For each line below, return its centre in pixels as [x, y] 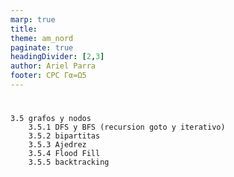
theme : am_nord [42, 38]
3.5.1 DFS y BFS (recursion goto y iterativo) [127, 127]
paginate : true [42, 47]
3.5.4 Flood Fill [64, 154]
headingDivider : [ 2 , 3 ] [57, 57]
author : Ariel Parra [53, 66]
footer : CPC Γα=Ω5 [48, 76]
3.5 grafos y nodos [51, 119]
